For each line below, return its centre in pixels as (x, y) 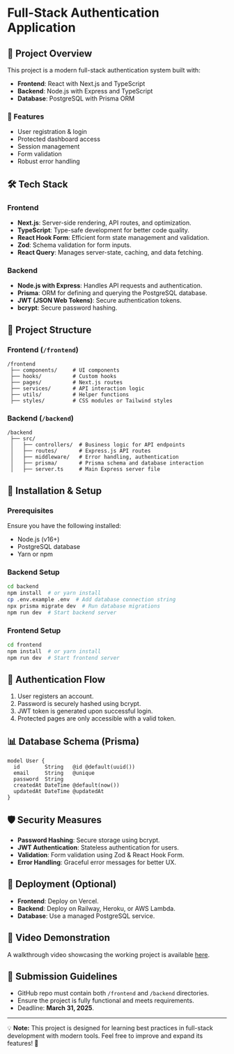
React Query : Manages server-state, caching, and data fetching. (110, 252)
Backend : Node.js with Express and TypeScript (85, 91)
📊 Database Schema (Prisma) (73, 741)
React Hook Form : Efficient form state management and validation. (113, 237)
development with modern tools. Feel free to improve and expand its (105, 1036)
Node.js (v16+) (38, 539)
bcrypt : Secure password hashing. (67, 308)
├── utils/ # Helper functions (70, 394)
